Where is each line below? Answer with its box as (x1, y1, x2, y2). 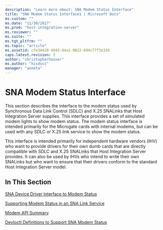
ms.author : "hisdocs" (5, 61, 49, 66)
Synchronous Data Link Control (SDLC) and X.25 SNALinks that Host (5, 108, 143, 114)
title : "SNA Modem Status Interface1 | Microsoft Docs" (5, 12, 121, 17)
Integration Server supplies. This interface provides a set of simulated (5, 113, 145, 119)
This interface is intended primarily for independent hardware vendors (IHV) (5, 138, 157, 144)
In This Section (5, 178, 52, 186)
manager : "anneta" (5, 66, 42, 71)
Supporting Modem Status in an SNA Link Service (5, 200, 105, 206)
